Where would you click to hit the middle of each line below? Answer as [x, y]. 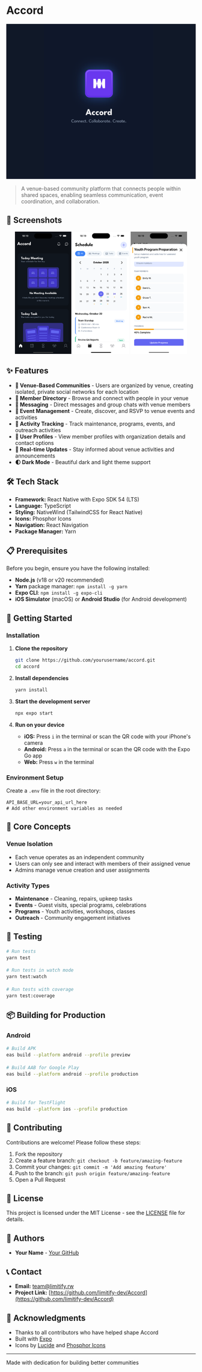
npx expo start [34, 713]
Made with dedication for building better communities [73, 1362]
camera [33, 743]
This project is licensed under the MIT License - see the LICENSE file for [96, 1213]
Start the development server [53, 701]
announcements [35, 456]
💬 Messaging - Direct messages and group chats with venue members [103, 405]
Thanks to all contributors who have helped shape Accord [87, 1332]
